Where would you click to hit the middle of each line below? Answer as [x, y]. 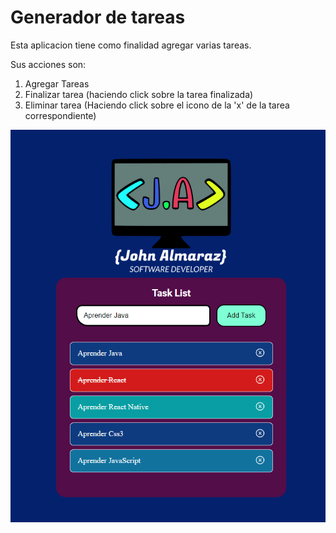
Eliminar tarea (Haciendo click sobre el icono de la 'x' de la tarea [157, 105]
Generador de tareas [98, 17]
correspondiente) [60, 115]
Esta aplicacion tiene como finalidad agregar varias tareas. [131, 45]
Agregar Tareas [57, 83]
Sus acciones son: [48, 64]
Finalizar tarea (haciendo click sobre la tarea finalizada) [139, 94]
